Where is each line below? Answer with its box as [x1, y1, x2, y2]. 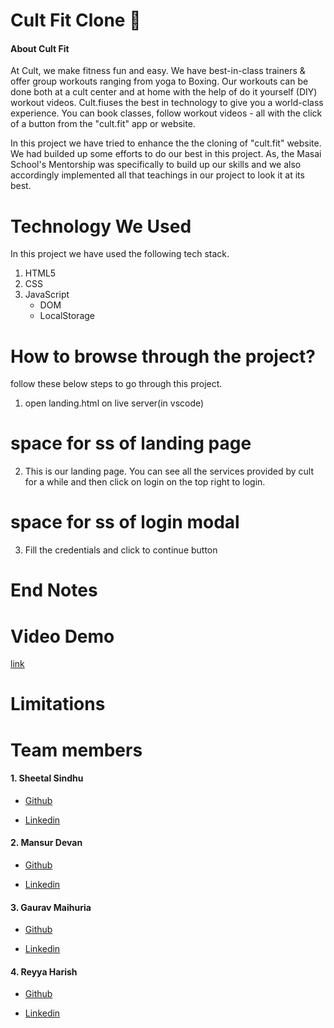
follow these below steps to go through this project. [10, 378, 223, 390]
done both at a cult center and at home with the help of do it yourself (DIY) [10, 86, 318, 98]
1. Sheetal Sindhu [10, 772, 84, 784]
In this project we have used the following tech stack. [10, 248, 230, 260]
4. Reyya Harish [10, 965, 78, 978]
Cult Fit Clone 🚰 [10, 9, 142, 32]
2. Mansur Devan [10, 837, 83, 849]
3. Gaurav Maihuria [10, 901, 92, 913]
